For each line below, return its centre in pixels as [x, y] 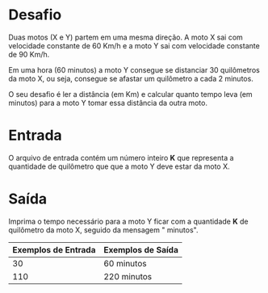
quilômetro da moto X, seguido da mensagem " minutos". [104, 230]
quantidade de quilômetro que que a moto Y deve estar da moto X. [119, 166]
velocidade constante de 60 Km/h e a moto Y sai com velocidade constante [134, 45]
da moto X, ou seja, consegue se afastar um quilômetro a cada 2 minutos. [131, 78]
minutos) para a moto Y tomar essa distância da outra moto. [108, 103]
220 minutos [128, 276]
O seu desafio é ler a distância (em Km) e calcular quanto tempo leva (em [130, 94]
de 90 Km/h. [29, 54]
